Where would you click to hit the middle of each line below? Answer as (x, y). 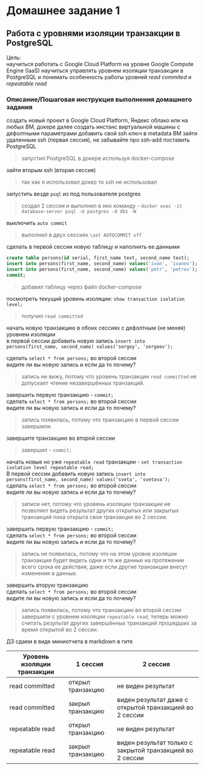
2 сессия (156, 664)
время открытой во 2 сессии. (60, 629)
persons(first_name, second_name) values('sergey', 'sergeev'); (90, 347)
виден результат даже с (153, 700)
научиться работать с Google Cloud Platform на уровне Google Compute (100, 64)
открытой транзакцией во (155, 707)
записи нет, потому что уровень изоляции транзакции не (96, 504)
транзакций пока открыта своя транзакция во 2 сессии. (94, 517)
